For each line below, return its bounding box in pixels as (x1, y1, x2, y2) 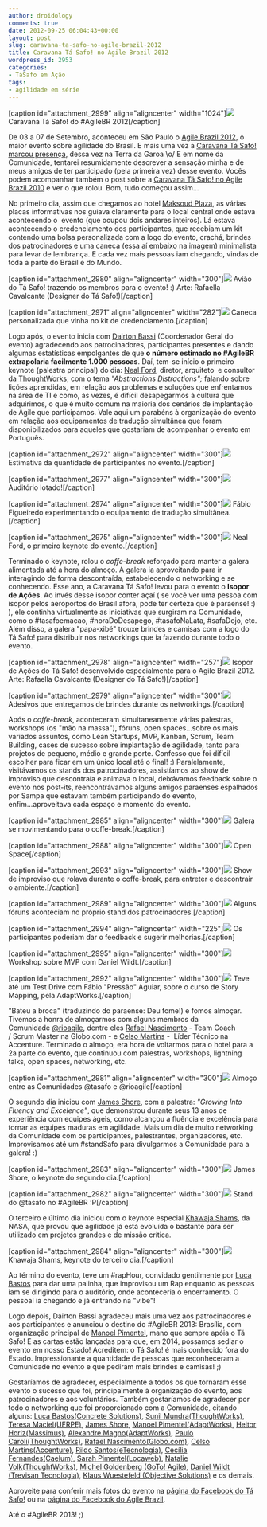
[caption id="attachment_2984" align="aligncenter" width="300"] (8, 1247, 224, 1256)
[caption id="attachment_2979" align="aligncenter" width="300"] (8, 691, 224, 701)
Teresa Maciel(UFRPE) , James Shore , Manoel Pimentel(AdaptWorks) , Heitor (8, 1419, 257, 1430)
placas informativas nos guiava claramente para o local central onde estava (8, 207, 256, 217)
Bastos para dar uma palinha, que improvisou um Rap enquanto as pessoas (8, 1279, 255, 1289)
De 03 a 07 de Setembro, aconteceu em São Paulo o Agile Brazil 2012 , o (8, 132, 245, 142)
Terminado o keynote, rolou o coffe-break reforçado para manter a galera (8, 557, 250, 566)
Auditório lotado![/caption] (8, 483, 95, 492)
